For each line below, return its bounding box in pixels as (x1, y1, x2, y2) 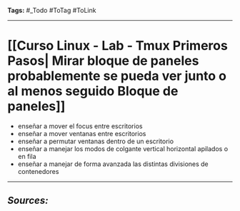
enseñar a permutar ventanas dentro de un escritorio (17, 137, 174, 145)
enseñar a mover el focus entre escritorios (17, 121, 143, 130)
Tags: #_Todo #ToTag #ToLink (7, 6, 96, 14)
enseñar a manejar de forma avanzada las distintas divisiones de (17, 160, 209, 168)
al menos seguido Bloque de (7, 83, 179, 99)
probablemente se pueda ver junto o (7, 68, 227, 84)
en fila (17, 152, 36, 160)
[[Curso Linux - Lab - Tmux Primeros (7, 38, 229, 54)
